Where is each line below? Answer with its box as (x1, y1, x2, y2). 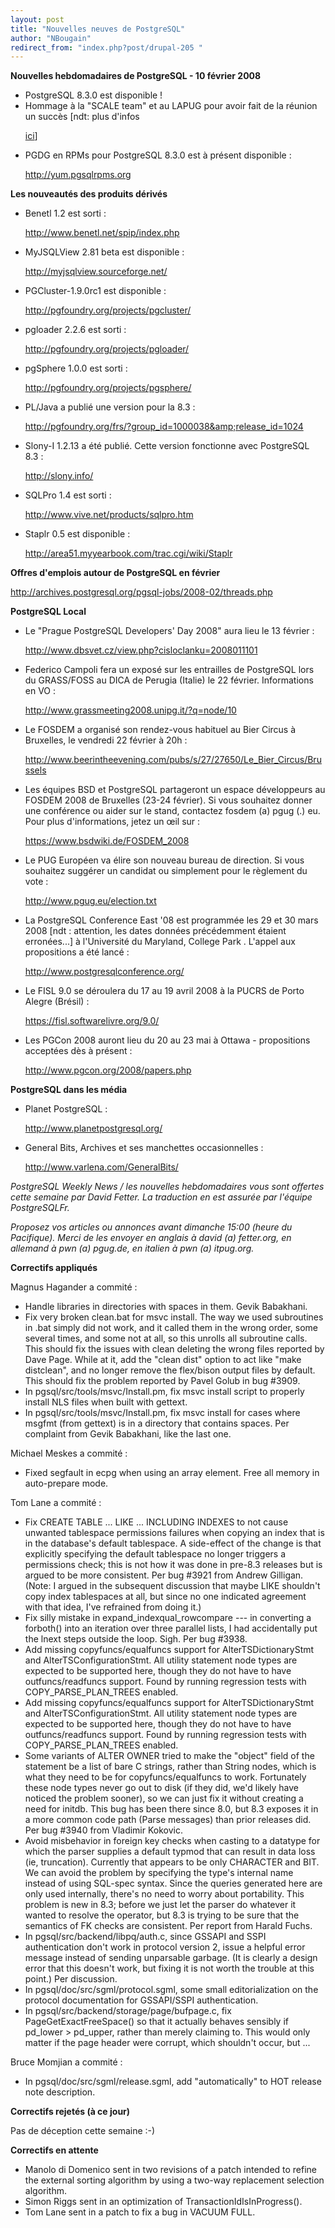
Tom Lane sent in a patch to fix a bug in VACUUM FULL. (24, 2206, 256, 2218)
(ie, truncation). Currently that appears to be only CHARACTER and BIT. (24, 1856, 320, 1868)
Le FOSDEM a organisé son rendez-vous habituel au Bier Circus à (24, 724, 297, 736)
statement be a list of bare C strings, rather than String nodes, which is (24, 1761, 317, 1773)
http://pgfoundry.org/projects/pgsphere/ (24, 382, 192, 394)
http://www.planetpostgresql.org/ (24, 1122, 163, 1135)
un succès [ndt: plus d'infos (24, 111, 140, 123)
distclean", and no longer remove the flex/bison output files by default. (24, 1364, 316, 1376)
